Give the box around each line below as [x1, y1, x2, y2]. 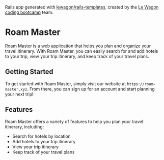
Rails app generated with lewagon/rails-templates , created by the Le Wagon [5, 4, 159, 10]
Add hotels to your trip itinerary [12, 138, 76, 144]
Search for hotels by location [12, 133, 71, 139]
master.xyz [5, 87, 27, 92]
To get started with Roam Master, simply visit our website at [5, 81, 126, 87]
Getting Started [5, 67, 54, 76]
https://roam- [127, 81, 156, 87]
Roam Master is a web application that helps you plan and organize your [5, 43, 151, 49]
